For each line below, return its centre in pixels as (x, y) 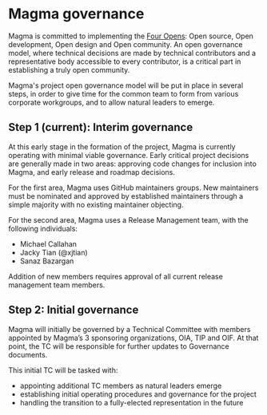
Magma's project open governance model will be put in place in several (126, 85)
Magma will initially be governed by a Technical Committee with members (130, 329)
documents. (28, 354)
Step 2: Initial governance (74, 310)
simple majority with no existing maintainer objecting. (96, 204)
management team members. (57, 285)
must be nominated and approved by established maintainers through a (126, 196)
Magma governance (76, 14)
